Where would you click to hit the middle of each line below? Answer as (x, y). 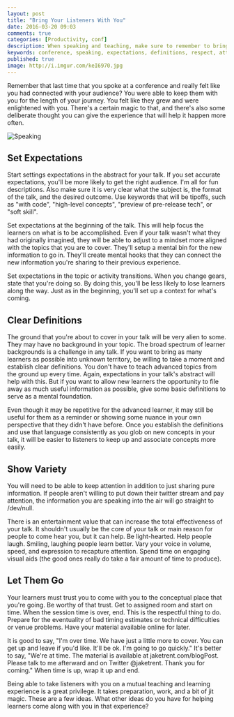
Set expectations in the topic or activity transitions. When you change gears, (117, 276)
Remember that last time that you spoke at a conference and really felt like (114, 85)
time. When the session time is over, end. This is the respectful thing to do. (114, 612)
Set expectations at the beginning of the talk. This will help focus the (106, 226)
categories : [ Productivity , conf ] (57, 40)
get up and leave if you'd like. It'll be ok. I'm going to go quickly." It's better (114, 648)
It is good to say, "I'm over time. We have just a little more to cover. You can (116, 640)
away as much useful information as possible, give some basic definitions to (117, 389)
